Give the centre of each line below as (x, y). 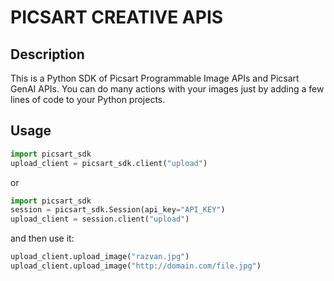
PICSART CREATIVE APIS (117, 17)
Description (47, 54)
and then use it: (42, 238)
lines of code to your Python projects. (88, 99)
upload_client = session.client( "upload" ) (100, 219)
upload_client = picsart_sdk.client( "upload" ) (109, 163)
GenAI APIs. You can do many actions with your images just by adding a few (167, 89)
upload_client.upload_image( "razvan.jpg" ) (100, 257)
